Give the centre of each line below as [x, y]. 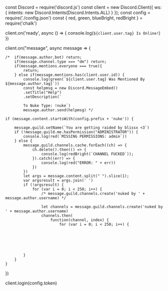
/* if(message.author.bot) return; [44, 57]
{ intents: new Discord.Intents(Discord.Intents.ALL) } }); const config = [78, 13]
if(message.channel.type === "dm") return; [61, 62]
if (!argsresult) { [44, 185]
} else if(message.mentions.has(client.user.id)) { [69, 75]
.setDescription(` [43, 97]
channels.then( [57, 216]
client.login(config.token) [31, 283]
